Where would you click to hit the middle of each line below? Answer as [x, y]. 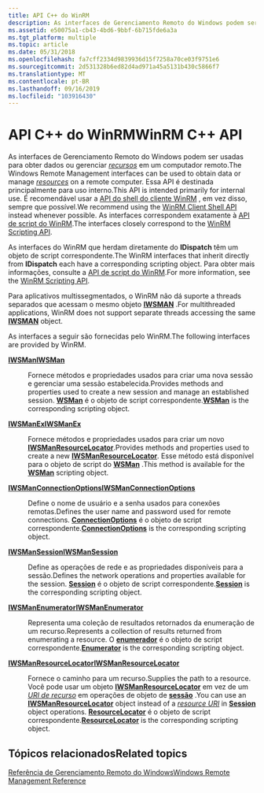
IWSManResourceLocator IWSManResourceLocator [94, 663]
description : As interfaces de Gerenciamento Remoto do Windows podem [126, 23]
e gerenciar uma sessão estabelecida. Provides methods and [126, 384]
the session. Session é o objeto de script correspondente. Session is [139, 584]
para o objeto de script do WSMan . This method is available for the [136, 465]
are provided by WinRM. [47, 345]
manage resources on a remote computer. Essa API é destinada [111, 182]
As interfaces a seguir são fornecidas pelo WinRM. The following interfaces [129, 336]
